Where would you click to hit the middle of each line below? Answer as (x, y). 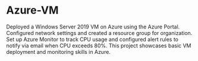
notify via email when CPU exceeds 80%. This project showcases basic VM (99, 46)
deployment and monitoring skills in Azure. (59, 52)
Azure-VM (32, 10)
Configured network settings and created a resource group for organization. (99, 33)
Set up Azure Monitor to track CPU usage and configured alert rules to (92, 39)
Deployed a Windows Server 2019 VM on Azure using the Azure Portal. (93, 27)
